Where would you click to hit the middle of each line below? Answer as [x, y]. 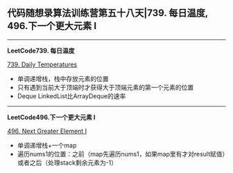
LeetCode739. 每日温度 [41, 51]
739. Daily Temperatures [42, 64]
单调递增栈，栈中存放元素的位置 [63, 78]
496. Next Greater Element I [47, 131]
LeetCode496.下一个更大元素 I [51, 117]
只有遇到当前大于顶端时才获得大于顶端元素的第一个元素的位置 [105, 87]
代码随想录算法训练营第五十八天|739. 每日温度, [107, 13]
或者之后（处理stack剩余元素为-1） [67, 163]
